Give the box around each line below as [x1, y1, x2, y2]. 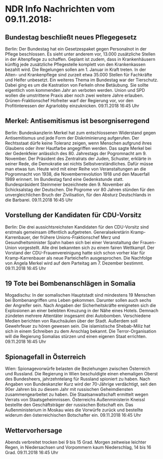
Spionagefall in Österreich [5, 353, 86, 361]
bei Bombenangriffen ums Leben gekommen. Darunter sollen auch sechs [5, 298, 152, 303]
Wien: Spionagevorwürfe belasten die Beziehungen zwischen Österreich [5, 366, 151, 371]
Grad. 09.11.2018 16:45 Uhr [5, 450, 58, 456]
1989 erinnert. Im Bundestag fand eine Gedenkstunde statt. [5, 176, 124, 182]
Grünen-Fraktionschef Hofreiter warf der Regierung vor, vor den [5, 98, 134, 103]
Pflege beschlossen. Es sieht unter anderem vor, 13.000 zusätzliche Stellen [5, 51, 156, 57]
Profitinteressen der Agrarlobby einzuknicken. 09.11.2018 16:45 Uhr [5, 103, 140, 108]
